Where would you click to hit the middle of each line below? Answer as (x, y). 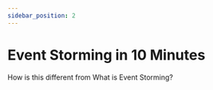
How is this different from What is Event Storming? (90, 77)
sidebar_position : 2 (42, 16)
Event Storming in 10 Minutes (106, 55)
